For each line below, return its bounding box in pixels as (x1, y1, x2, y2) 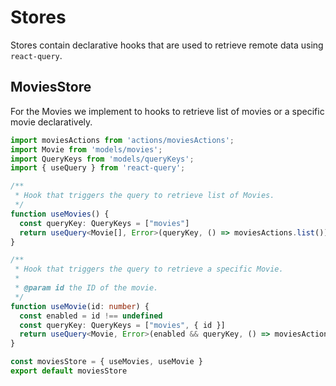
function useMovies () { (10, 209, 110, 219)
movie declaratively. (10, 116, 93, 128)
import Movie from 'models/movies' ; (10, 144, 163, 155)
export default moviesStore (10, 366, 128, 376)
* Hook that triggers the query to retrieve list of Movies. (14, 191, 275, 201)
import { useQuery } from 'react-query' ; (10, 163, 186, 173)
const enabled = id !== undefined (19, 311, 163, 321)
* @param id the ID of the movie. (14, 283, 159, 293)
